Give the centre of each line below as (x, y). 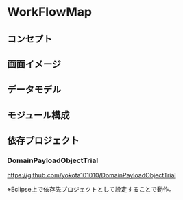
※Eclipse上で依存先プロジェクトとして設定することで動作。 (91, 190)
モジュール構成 (38, 115)
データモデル (34, 90)
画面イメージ (34, 64)
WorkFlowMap (50, 12)
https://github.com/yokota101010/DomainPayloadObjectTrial (91, 175)
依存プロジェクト (43, 141)
